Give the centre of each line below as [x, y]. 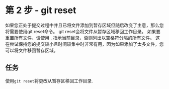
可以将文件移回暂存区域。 [32, 50]
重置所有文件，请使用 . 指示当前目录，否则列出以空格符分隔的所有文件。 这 [82, 38]
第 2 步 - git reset [41, 10]
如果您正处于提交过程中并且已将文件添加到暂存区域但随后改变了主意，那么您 [84, 25]
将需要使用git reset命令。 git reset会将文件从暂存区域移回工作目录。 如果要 [83, 31]
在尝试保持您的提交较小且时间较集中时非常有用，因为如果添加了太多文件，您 [84, 44]
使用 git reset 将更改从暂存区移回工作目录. [49, 80]
